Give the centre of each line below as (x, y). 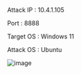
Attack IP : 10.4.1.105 (36, 10)
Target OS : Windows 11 (41, 36)
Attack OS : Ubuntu (35, 50)
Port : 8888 (23, 23)
